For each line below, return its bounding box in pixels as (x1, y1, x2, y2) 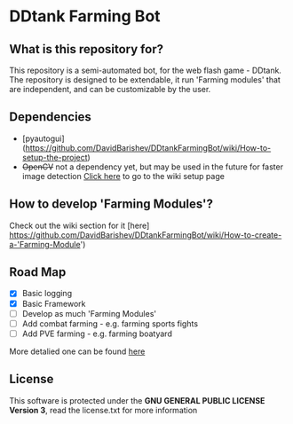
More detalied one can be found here (9, 346, 146, 357)
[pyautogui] (21, 133, 65, 144)
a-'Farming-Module (9, 239, 81, 249)
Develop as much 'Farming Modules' (21, 308, 157, 318)
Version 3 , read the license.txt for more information (9, 404, 198, 415)
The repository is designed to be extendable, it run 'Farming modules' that (9, 75, 281, 85)
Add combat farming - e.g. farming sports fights (21, 318, 198, 329)
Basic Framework (21, 298, 86, 309)
